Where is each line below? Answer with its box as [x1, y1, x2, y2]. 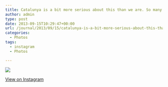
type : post [5, 16, 28, 21]
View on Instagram [5, 76, 44, 82]
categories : [5, 30, 30, 35]
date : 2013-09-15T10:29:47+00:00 [5, 21, 75, 26]
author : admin [5, 12, 35, 17]
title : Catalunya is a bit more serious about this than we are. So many [5, 7, 162, 12]
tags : [5, 40, 16, 45]
